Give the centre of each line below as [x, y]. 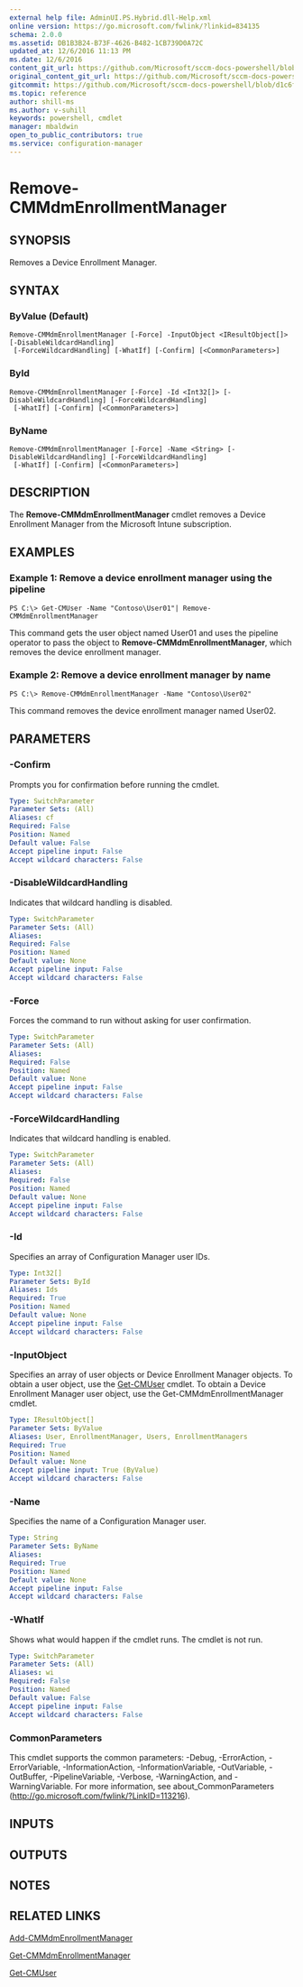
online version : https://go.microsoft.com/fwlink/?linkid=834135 [134, 26]
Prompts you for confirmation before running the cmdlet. [115, 784]
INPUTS [32, 1824]
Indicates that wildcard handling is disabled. [91, 902]
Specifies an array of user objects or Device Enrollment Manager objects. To [151, 1374]
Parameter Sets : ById [50, 1281]
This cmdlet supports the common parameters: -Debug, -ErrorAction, [138, 1757]
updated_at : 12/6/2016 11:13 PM [70, 51]
